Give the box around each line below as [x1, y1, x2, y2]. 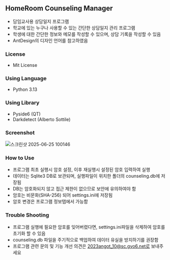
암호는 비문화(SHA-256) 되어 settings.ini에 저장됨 [12, 192, 113, 198]
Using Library [5, 99, 40, 106]
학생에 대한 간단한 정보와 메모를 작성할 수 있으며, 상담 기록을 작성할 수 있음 [12, 31, 161, 37]
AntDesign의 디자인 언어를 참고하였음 [12, 37, 88, 43]
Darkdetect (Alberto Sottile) [12, 116, 71, 122]
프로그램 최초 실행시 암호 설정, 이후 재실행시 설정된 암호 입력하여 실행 [12, 167, 151, 173]
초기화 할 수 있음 [12, 230, 46, 237]
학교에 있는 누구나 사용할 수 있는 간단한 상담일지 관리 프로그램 [12, 25, 135, 31]
